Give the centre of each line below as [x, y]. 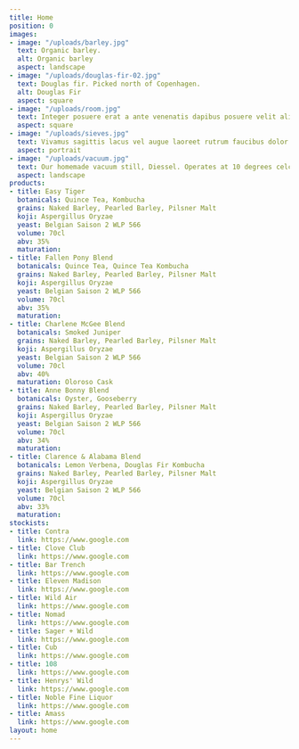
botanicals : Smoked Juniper [69, 333]
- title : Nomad [37, 614]
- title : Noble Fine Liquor [61, 697]
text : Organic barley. [59, 51]
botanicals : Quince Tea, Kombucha [81, 200]
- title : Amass [37, 714]
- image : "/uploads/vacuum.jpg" [69, 158]
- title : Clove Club [48, 548]
